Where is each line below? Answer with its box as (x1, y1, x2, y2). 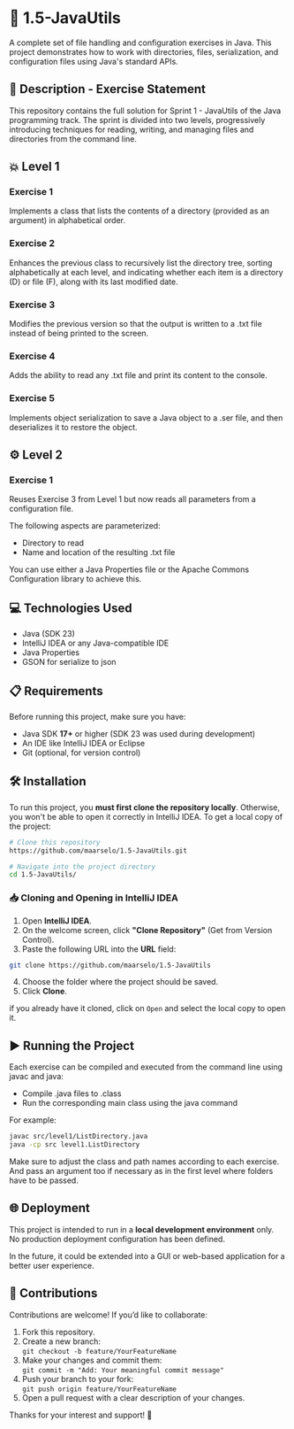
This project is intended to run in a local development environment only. (9, 1224, 275, 1234)
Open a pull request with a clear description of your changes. (21, 1392, 245, 1402)
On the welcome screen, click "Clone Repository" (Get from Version (21, 924, 273, 935)
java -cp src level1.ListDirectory (9, 1140, 140, 1149)
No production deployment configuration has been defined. (9, 1233, 225, 1244)
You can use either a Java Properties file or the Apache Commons (9, 564, 250, 575)
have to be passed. (9, 1175, 79, 1186)
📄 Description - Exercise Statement (9, 81, 206, 97)
